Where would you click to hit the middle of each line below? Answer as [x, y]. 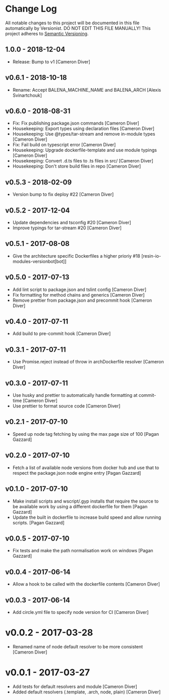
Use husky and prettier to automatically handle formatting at [75, 395]
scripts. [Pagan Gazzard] [38, 522]
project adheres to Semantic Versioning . [47, 33]
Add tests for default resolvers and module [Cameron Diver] [75, 686]
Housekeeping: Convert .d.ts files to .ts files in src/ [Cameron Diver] [83, 161]
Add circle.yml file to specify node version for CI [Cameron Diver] [80, 612]
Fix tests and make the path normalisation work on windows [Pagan [83, 551]
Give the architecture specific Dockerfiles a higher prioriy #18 [76, 256]
